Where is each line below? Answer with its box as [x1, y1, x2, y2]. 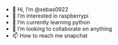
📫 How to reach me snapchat [12, 32, 88, 39]
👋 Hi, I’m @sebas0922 [12, 6, 68, 13]
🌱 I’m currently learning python [12, 19, 90, 26]
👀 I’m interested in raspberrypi [12, 12, 89, 19]
